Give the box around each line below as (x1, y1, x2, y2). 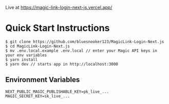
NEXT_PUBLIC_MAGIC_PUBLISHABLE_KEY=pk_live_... (5, 89, 109, 94)
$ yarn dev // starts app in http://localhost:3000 (5, 61, 118, 67)
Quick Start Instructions (5, 23, 110, 34)
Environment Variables (5, 75, 80, 84)
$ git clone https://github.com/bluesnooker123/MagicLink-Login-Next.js (5, 39, 164, 44)
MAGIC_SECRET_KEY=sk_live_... (5, 93, 70, 99)
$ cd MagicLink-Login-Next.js (5, 44, 70, 49)
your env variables (5, 52, 47, 58)
